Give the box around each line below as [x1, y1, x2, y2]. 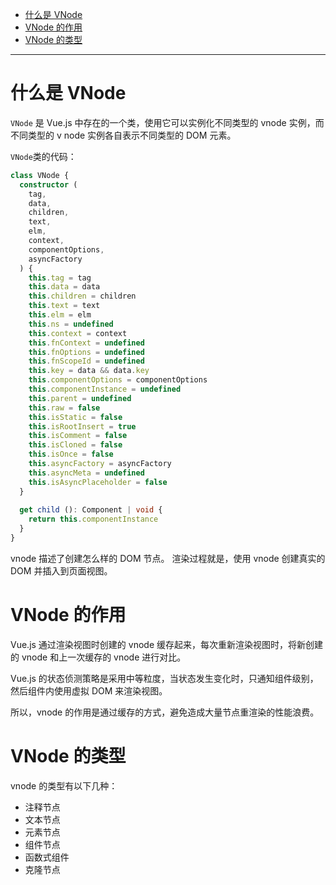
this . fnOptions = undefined [28, 347, 145, 357]
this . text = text [28, 301, 101, 311]
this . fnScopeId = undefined [28, 356, 145, 367]
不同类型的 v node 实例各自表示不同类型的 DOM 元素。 [10, 129, 237, 141]
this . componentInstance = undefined [28, 384, 182, 395]
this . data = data [28, 282, 101, 292]
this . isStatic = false [28, 412, 123, 422]
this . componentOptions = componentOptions [28, 375, 208, 385]
